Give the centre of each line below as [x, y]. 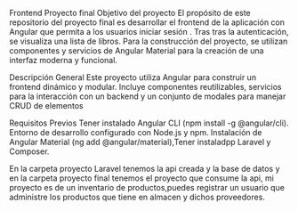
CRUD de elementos [47, 105]
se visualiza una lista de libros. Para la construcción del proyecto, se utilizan [149, 41]
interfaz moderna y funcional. [64, 60]
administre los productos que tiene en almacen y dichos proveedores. [137, 197]
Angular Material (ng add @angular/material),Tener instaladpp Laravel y [140, 142]
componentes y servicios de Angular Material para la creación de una [137, 51]
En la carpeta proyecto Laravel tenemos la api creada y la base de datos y [145, 169]
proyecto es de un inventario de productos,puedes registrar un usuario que [147, 187]
